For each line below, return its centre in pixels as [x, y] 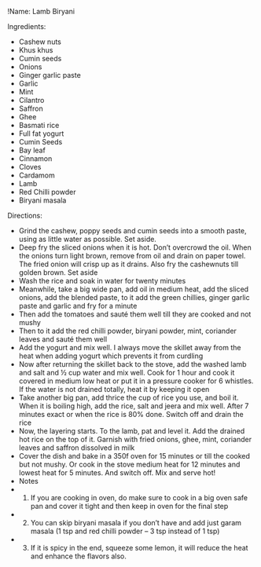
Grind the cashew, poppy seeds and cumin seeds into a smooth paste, [132, 230]
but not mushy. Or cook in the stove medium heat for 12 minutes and [129, 464]
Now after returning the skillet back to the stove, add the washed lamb [132, 364]
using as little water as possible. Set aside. [87, 239]
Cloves [30, 167]
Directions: [25, 216]
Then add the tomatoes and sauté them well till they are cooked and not [135, 314]
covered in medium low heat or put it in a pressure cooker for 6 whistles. [136, 381]
